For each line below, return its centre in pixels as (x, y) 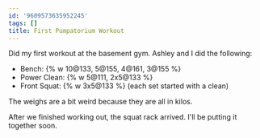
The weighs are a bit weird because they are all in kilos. (101, 102)
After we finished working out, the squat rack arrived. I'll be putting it (123, 117)
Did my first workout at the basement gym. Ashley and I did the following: (130, 54)
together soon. (33, 126)
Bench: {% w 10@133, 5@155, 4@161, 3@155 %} (101, 69)
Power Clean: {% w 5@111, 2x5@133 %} (86, 78)
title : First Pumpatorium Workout (67, 30)
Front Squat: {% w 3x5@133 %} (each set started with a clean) (124, 86)
